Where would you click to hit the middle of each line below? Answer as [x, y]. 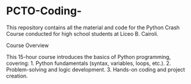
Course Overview [28, 45]
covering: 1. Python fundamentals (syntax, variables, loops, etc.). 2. [89, 63]
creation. [17, 76]
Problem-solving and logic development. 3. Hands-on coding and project [96, 69]
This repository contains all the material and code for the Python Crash [93, 27]
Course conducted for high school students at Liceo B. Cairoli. [82, 33]
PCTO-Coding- [44, 11]
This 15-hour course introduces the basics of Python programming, [89, 57]
